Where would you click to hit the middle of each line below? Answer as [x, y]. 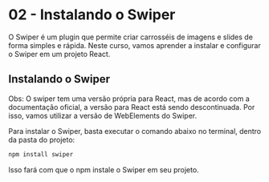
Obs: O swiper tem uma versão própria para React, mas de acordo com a [129, 99]
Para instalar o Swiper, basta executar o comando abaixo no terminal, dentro [135, 131]
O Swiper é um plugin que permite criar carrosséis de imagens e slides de [130, 37]
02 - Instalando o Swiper [92, 15]
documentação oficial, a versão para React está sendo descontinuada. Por [132, 107]
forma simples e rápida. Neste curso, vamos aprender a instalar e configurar [134, 45]
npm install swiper [41, 154]
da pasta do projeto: [42, 140]
